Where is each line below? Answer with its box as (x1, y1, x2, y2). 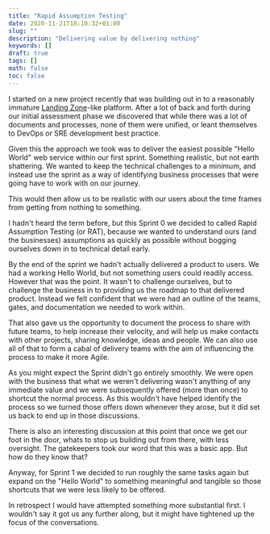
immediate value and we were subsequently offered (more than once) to (8, 385, 248, 394)
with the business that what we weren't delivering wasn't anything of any (8, 376, 251, 386)
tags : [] (8, 57, 38, 65)
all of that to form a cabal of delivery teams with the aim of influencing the (8, 344, 254, 353)
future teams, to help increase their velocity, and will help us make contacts (8, 326, 260, 336)
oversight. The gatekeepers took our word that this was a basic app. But (8, 443, 248, 453)
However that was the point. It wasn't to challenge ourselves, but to (8, 276, 232, 286)
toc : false (8, 72, 45, 80)
